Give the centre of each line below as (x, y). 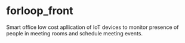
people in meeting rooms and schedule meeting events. (75, 33)
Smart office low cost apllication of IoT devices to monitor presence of (92, 27)
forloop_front (40, 11)
